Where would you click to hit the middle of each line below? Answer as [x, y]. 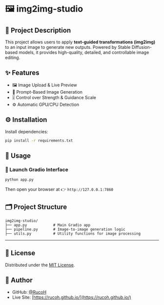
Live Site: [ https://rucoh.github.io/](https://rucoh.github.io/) [72, 297]
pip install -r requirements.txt [39, 141]
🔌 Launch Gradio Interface [37, 169]
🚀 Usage [18, 155]
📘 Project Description [38, 30]
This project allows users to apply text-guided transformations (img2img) [80, 42]
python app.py [20, 180]
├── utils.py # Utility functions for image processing [73, 234]
